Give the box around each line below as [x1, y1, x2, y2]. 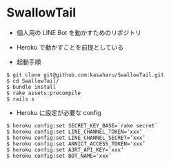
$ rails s [6, 95, 35, 103]
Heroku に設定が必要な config [16, 108, 101, 116]
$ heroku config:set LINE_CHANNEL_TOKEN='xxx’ [6, 128, 143, 135]
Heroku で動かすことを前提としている [16, 43, 124, 51]
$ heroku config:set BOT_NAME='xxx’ [6, 152, 112, 159]
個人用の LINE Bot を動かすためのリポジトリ [16, 28, 142, 37]
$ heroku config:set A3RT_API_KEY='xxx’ [6, 146, 125, 153]
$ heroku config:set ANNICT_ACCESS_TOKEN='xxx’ [6, 140, 146, 147]
